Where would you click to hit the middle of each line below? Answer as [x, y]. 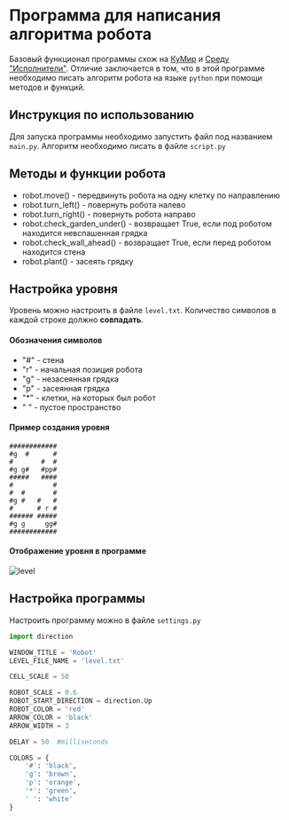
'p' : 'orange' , [53, 783]
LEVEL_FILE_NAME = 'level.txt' [67, 661]
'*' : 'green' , [51, 791]
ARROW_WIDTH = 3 [39, 725]
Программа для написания [115, 16]
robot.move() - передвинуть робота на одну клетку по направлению [151, 195]
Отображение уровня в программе [78, 551]
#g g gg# [33, 524]
